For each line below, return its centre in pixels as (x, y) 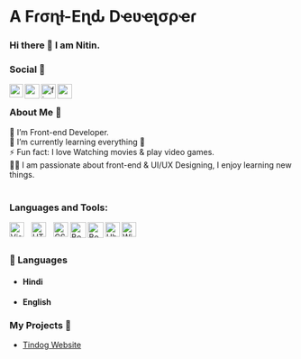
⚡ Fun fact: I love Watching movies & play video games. (112, 152)
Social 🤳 (27, 69)
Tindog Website (52, 345)
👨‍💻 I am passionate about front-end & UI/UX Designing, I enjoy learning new (150, 165)
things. (22, 174)
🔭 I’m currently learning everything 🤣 (78, 142)
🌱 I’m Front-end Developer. (59, 132)
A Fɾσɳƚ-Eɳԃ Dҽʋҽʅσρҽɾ (103, 17)
